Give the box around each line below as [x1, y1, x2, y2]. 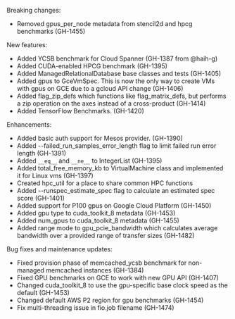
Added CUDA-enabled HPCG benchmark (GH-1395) [16, 62, 168, 70]
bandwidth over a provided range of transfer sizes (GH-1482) [16, 232, 195, 239]
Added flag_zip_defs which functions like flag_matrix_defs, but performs [16, 92, 227, 100]
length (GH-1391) [16, 149, 67, 157]
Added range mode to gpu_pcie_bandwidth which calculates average [16, 224, 218, 232]
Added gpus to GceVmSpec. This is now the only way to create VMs [16, 77, 215, 85]
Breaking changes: [6, 6, 61, 14]
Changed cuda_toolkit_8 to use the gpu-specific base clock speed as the [16, 281, 228, 289]
